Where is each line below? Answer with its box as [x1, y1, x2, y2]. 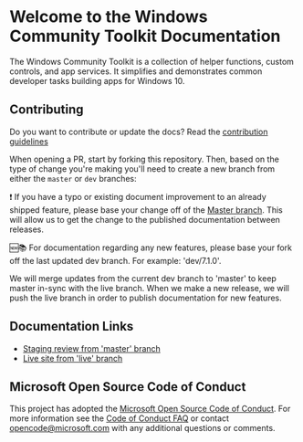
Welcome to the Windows [9, 6, 208, 27]
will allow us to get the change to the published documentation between [9, 214, 281, 225]
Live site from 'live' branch [22, 353, 123, 363]
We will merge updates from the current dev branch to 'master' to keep [9, 272, 277, 284]
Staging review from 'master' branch [22, 342, 162, 353]
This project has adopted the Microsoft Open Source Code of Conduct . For [9, 404, 291, 415]
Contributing [9, 102, 84, 118]
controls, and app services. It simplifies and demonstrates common [9, 66, 263, 77]
